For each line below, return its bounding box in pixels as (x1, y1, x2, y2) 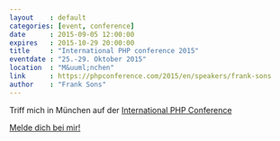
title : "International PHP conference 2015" (9, 47, 200, 56)
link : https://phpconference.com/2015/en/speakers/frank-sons (9, 72, 272, 81)
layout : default (9, 13, 87, 22)
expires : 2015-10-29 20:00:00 (9, 38, 135, 48)
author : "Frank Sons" (9, 80, 106, 89)
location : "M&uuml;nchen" (9, 64, 115, 73)
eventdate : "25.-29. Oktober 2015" (9, 55, 147, 64)
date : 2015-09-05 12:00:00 (9, 30, 135, 39)
